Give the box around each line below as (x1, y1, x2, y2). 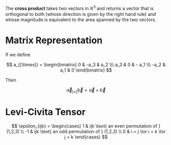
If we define (5, 51, 31, 58)
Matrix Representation (5, 34, 103, 46)
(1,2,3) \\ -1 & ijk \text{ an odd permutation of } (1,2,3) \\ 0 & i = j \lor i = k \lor (6, 129, 166, 135)
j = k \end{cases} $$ (64, 134, 108, 140)
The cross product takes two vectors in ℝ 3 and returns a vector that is (5, 5, 154, 11)
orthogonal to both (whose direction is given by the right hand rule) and (5, 11, 156, 17)
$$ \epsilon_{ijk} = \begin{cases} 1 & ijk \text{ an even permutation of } (11, 123, 161, 129)
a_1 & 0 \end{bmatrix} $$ (60, 67, 112, 73)
